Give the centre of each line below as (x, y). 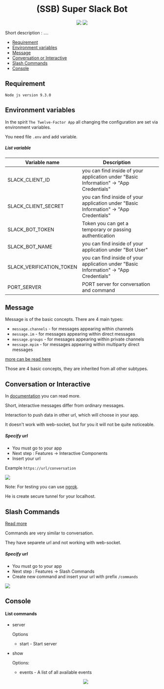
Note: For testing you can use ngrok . (42, 487)
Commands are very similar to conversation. (50, 533)
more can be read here (28, 359)
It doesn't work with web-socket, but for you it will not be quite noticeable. (80, 424)
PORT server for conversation (116, 284)
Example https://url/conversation (41, 468)
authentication (99, 236)
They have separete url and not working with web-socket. (63, 542)
